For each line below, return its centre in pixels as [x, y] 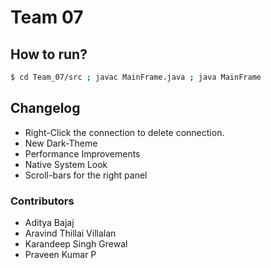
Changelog [45, 108]
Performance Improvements [82, 153]
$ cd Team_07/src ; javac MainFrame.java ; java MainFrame [136, 77]
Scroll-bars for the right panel [86, 175]
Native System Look [66, 164]
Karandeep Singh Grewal [76, 243]
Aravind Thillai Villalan [70, 233]
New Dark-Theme [61, 143]
